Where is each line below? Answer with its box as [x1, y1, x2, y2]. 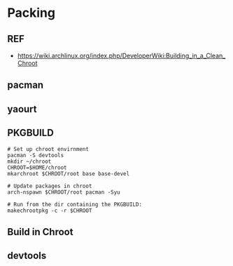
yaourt [7, 103, 37, 115]
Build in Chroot [7, 226, 73, 238]
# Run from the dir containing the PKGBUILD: [7, 201, 142, 208]
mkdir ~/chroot [7, 158, 52, 165]
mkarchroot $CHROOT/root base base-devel [7, 170, 130, 177]
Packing [7, 5, 56, 21]
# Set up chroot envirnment [7, 145, 90, 152]
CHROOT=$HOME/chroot [7, 164, 68, 171]
